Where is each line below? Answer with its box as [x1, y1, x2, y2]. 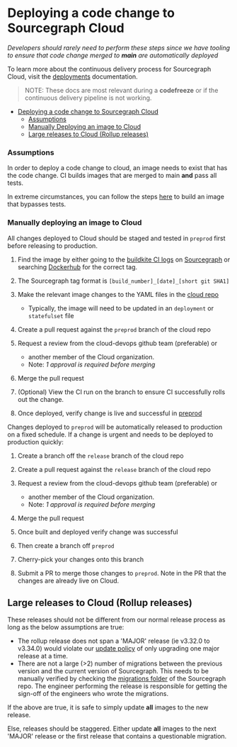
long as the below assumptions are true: [7, 623, 125, 631]
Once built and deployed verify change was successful [17, 527, 178, 536]
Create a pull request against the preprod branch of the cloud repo [17, 325, 211, 334]
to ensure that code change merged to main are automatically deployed [7, 51, 219, 60]
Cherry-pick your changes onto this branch [17, 555, 144, 563]
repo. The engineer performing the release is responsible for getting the [17, 682, 228, 690]
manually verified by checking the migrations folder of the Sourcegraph [17, 675, 226, 683]
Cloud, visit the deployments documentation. [7, 72, 138, 81]
